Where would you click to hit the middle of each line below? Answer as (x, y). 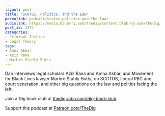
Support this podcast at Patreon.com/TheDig (50, 108)
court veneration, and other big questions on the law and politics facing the (81, 84)
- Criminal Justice (25, 37)
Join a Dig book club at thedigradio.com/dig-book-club (61, 99)
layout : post (18, 10)
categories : (17, 32)
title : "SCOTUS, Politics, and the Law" (47, 14)
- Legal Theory (21, 42)
